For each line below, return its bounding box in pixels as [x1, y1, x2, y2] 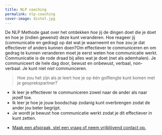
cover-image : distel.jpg [5, 16, 55, 21]
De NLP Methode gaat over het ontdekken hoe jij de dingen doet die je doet [5, 30, 156, 35]
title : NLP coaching [5, 7, 47, 12]
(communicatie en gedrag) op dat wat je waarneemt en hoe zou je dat [5, 40, 145, 46]
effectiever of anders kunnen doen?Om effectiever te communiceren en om [5, 45, 157, 51]
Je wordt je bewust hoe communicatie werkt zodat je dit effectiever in [12, 110, 152, 116]
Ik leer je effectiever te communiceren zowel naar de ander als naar [12, 89, 147, 95]
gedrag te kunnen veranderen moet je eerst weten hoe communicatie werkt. [5, 50, 158, 56]
